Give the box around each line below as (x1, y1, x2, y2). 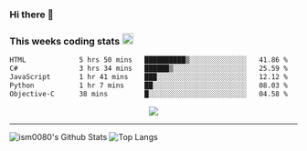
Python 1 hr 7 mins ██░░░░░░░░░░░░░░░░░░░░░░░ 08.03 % (9, 81, 288, 90)
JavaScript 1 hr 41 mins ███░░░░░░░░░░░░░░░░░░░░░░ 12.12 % (9, 72, 288, 81)
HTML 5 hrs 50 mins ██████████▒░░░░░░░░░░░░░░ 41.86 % (9, 55, 288, 65)
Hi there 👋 (9, 8, 55, 21)
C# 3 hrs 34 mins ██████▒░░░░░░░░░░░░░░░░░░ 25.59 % (9, 64, 288, 74)
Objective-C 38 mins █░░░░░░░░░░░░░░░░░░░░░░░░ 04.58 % (9, 89, 288, 98)
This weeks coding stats (9, 35, 121, 47)
